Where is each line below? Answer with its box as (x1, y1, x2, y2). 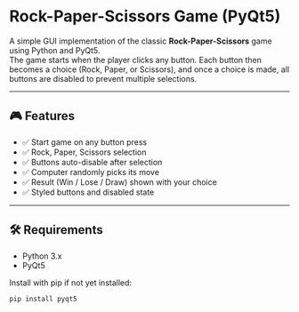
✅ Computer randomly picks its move (21, 166, 160, 177)
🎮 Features (9, 108, 76, 124)
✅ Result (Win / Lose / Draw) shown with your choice (21, 176, 218, 188)
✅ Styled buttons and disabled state (21, 187, 155, 197)
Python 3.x (21, 251, 62, 261)
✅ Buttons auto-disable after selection (21, 156, 163, 167)
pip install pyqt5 (9, 294, 77, 303)
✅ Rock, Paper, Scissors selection (21, 147, 147, 157)
